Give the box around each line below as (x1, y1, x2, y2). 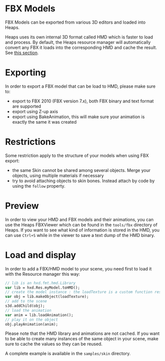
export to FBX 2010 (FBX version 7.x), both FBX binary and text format (12, 98, 154, 104)
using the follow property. (12, 183, 65, 189)
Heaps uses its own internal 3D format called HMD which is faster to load (5, 34, 153, 40)
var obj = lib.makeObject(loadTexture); (5, 294, 89, 299)
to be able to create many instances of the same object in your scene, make (5, 336, 159, 342)
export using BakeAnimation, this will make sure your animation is (12, 114, 145, 120)
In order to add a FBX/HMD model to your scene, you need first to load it (5, 265, 152, 271)
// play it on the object (5, 317, 58, 322)
